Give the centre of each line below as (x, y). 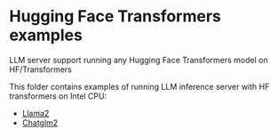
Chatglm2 (40, 123)
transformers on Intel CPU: (58, 96)
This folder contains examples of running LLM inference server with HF (139, 86)
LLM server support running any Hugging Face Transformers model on (139, 60)
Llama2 (36, 113)
